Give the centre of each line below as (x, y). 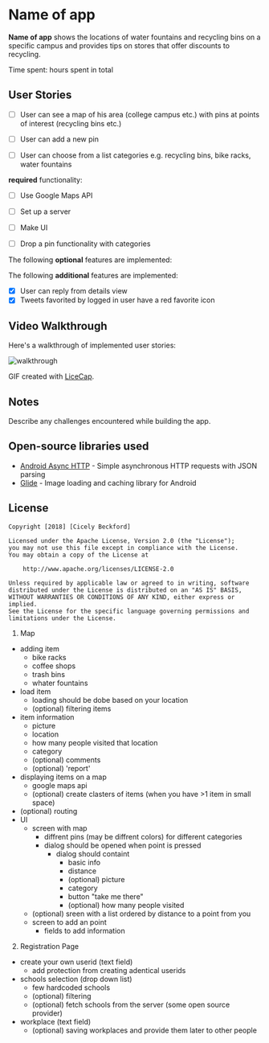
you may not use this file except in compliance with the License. (124, 548)
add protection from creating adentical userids (109, 970)
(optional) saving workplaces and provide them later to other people (144, 1030)
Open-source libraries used (79, 447)
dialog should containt (93, 853)
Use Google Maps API (56, 195)
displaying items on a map (63, 777)
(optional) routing (49, 811)
